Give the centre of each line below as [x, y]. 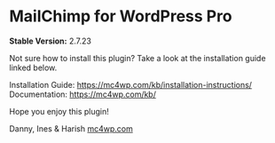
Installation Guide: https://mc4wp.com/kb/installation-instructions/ [131, 84]
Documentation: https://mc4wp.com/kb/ [83, 94]
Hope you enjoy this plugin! [59, 111]
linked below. [33, 68]
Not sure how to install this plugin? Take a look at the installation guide [137, 58]
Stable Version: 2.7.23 [50, 41]
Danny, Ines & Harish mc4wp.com [71, 128]
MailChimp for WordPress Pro [121, 16]
